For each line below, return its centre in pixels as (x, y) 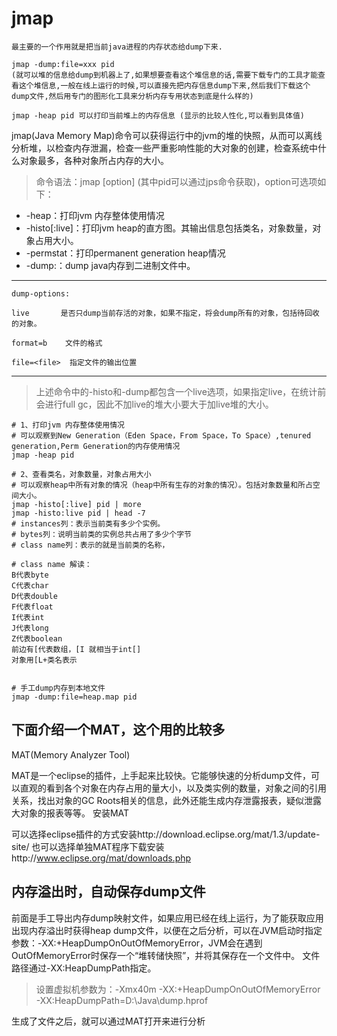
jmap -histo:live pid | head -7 (78, 513)
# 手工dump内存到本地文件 (58, 688)
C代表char (30, 585)
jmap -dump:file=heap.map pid (74, 697)
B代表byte (30, 575)
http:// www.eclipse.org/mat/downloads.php (101, 858)
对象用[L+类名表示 (44, 660)
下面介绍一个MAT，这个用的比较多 (118, 730)
